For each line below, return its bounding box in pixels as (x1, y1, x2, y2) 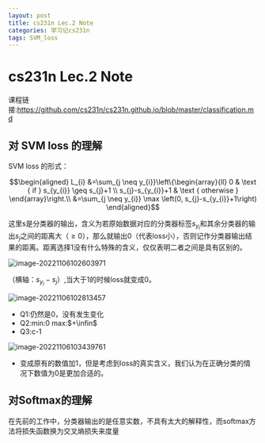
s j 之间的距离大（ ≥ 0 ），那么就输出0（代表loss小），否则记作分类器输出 (15, 231, 246, 243)
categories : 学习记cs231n (8, 26, 90, 34)
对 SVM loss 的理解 (8, 139, 103, 152)
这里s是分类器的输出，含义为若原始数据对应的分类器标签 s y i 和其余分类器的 (8, 219, 249, 231)
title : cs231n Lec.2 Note (8, 19, 93, 27)
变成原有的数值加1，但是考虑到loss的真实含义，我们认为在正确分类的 (19, 358, 244, 369)
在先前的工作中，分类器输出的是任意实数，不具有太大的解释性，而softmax (8, 416, 249, 426)
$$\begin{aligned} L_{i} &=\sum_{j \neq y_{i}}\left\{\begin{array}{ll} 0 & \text (9, 178, 257, 186)
